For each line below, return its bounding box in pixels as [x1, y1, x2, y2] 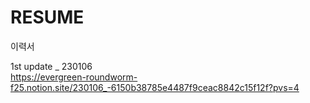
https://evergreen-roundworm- [10, 71, 138, 83]
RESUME [10, 6, 85, 29]
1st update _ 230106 [10, 60, 93, 72]
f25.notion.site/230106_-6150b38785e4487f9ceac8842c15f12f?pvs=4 [10, 81, 300, 93]
